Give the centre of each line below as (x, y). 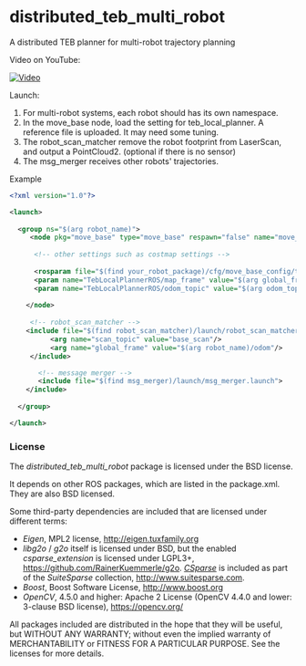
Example (26, 179)
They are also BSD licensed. (62, 494)
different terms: (39, 521)
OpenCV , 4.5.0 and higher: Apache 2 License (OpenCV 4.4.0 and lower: (158, 597)
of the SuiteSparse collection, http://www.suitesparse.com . (133, 578)
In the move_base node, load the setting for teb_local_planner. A (143, 122)
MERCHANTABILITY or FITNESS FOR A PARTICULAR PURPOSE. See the (145, 644)
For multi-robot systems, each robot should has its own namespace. (151, 112)
